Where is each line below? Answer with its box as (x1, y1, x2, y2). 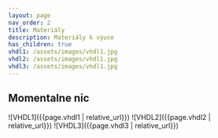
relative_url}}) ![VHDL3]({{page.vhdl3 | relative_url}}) (8, 121, 179, 130)
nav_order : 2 (8, 19, 51, 27)
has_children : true (8, 41, 72, 49)
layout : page (8, 11, 51, 20)
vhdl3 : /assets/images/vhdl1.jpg (8, 63, 118, 71)
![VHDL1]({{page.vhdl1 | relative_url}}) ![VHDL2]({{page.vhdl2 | (8, 112, 211, 122)
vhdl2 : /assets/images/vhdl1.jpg (8, 56, 118, 64)
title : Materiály (8, 26, 65, 34)
